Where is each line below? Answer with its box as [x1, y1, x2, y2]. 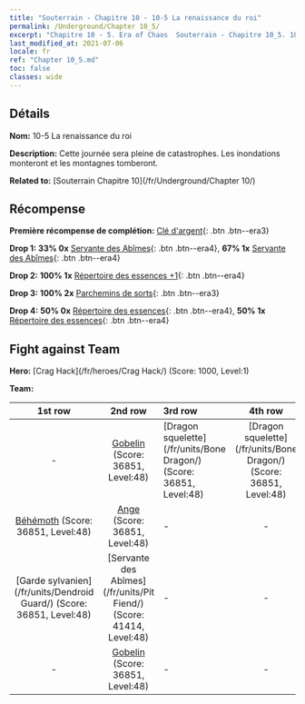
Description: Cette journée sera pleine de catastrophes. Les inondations [9, 147, 281, 159]
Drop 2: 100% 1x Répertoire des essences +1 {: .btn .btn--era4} [9, 270, 245, 282]
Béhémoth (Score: [15, 514, 93, 527]
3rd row [162, 405, 198, 418]
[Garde [15, 574, 46, 587]
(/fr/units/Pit [103, 586, 155, 599]
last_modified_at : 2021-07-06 [9, 38, 124, 48]
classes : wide [9, 73, 64, 82]
